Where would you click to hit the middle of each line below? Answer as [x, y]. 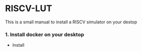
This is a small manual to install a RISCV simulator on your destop [71, 22]
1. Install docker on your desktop [45, 35]
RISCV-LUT [29, 9]
